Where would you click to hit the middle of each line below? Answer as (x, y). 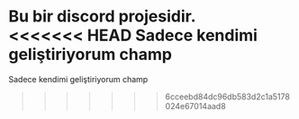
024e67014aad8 (195, 106)
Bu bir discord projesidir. (102, 17)
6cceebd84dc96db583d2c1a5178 (227, 97)
